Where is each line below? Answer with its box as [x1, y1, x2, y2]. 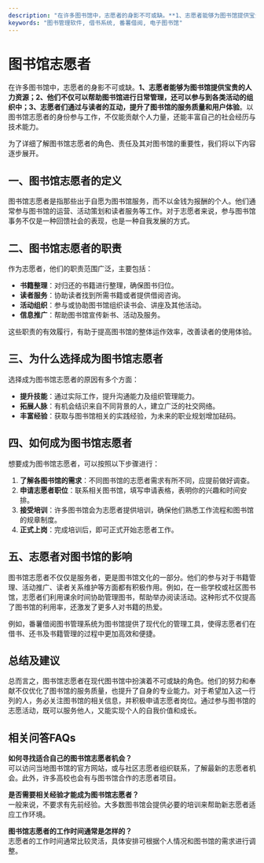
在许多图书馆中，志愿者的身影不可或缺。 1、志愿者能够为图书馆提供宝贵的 [8, 83, 246, 92]
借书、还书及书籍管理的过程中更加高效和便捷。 [8, 628, 159, 638]
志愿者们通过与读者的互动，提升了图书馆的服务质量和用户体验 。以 [40, 102, 254, 112]
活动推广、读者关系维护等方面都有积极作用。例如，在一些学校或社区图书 [21, 582, 256, 592]
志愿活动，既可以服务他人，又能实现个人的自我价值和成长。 [8, 706, 201, 716]
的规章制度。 [19, 515, 61, 524]
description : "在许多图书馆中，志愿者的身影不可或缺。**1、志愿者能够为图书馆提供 [8, 11, 250, 20]
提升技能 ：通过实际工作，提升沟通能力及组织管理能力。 [19, 391, 199, 400]
